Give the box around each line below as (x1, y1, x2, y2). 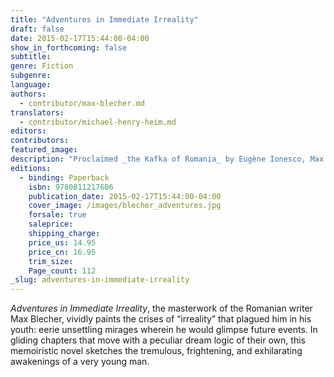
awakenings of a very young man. (10, 356, 150, 368)
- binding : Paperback (19, 172, 110, 183)
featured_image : (10, 145, 78, 155)
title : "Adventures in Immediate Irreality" (10, 14, 199, 25)
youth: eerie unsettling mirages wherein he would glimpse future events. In (10, 324, 318, 336)
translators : (10, 107, 65, 118)
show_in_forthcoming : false (10, 42, 128, 53)
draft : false (10, 24, 65, 34)
